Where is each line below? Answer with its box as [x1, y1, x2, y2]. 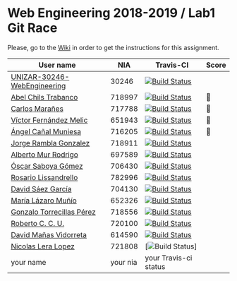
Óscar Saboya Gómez [11, 161, 83, 171]
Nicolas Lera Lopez [11, 241, 75, 251]
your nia [110, 257, 138, 267]
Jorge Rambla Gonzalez [11, 138, 90, 148]
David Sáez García [11, 184, 72, 193]
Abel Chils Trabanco [11, 92, 78, 102]
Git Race [7, 20, 58, 36]
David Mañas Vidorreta [11, 229, 87, 239]
